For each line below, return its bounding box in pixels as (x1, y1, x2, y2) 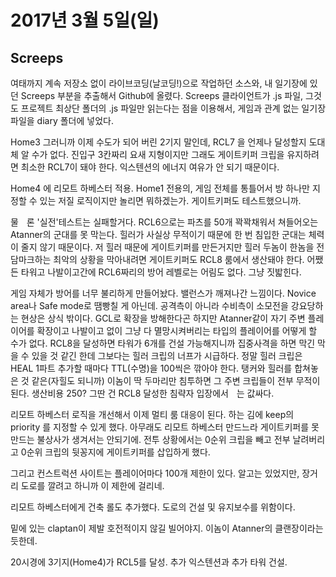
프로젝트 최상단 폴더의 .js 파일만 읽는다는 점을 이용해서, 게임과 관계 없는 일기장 (20, 102, 327, 114)
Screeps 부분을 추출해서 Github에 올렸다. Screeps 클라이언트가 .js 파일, (20, 90, 304, 101)
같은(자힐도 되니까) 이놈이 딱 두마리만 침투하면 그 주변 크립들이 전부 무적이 (31, 375, 321, 386)
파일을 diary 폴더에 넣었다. (10, 115, 114, 126)
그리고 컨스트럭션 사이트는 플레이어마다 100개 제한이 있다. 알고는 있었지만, (10, 467, 300, 479)
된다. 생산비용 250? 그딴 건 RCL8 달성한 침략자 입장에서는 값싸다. (10, 387, 275, 399)
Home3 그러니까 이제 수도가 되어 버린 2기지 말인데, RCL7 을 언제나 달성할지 (10, 136, 307, 148)
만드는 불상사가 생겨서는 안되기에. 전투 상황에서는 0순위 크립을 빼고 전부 (10, 434, 291, 445)
